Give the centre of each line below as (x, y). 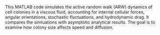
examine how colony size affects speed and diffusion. (59, 27)
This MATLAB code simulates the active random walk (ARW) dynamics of (79, 7)
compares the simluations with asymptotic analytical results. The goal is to (80, 22)
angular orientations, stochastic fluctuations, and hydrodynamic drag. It (77, 17)
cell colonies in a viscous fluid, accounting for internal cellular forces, (75, 12)
